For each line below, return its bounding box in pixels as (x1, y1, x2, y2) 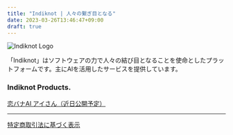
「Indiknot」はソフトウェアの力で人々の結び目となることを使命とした (7, 56, 207, 64)
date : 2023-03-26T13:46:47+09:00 (7, 17, 104, 24)
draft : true (7, 23, 42, 30)
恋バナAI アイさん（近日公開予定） (7, 99, 106, 107)
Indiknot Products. (7, 82, 71, 92)
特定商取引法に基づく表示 (7, 120, 80, 129)
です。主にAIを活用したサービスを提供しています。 (37, 65, 182, 73)
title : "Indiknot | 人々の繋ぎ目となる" (7, 10, 116, 17)
